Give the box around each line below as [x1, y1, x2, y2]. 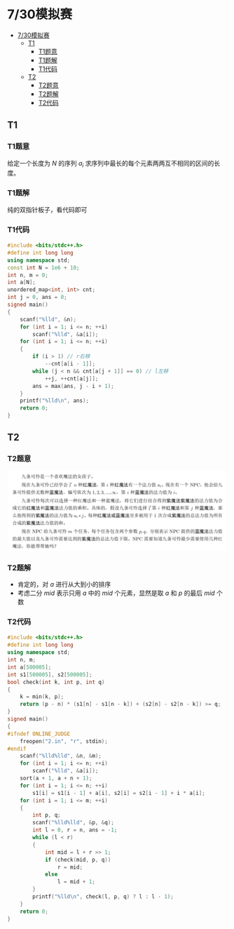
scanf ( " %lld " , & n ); [20, 316, 77, 323]
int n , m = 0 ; [7, 272, 49, 279]
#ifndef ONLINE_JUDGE [7, 730, 71, 737]
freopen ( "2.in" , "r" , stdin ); [20, 737, 109, 744]
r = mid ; [57, 864, 83, 871]
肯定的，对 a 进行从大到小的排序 [17, 580, 111, 589]
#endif [7, 745, 27, 752]
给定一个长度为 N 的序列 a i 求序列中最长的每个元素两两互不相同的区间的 [7, 159, 214, 169]
